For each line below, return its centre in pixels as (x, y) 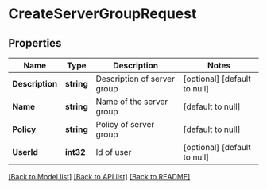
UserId (25, 152)
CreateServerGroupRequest (103, 14)
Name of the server (132, 102)
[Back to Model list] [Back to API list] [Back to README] (99, 177)
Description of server (135, 79)
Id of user (114, 152)
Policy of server (125, 124)
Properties (35, 43)
